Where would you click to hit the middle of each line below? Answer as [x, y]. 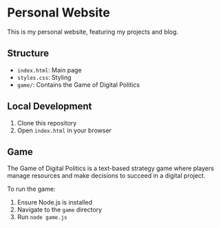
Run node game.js [42, 217]
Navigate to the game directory [59, 210]
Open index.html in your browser [64, 130]
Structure [28, 53]
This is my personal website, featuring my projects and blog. [93, 32]
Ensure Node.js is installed [55, 203]
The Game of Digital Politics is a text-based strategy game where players [111, 168]
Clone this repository [47, 123]
